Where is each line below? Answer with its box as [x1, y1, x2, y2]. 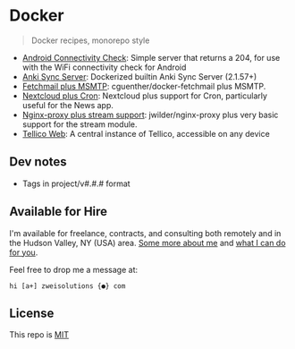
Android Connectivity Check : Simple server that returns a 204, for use [21, 52, 281, 63]
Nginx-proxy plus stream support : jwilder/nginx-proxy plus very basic [21, 109, 279, 120]
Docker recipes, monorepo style [30, 35, 150, 46]
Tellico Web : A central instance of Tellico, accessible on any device [21, 128, 270, 139]
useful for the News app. [21, 99, 114, 110]
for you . [9, 247, 38, 258]
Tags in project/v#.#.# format [21, 178, 131, 189]
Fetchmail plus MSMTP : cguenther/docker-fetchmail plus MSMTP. [21, 81, 266, 91]
